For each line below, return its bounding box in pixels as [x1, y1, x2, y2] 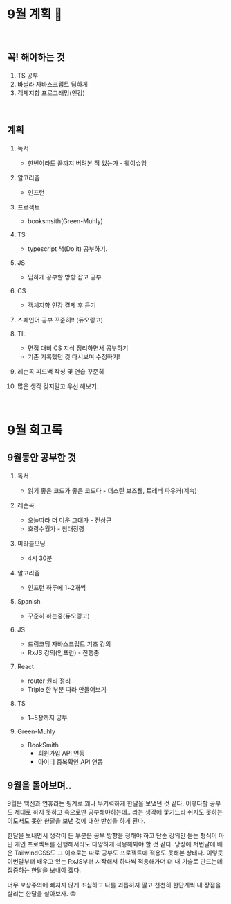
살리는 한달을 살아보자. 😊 [7, 889, 77, 898]
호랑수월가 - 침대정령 [27, 524, 84, 532]
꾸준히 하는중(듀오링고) [27, 611, 90, 620]
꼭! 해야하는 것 [7, 51, 65, 63]
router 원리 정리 [27, 677, 71, 685]
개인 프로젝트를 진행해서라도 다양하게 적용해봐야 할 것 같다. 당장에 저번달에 [14, 840, 216, 849]
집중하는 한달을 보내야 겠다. [7, 866, 82, 874]
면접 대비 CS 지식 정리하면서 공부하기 [27, 344, 129, 352]
